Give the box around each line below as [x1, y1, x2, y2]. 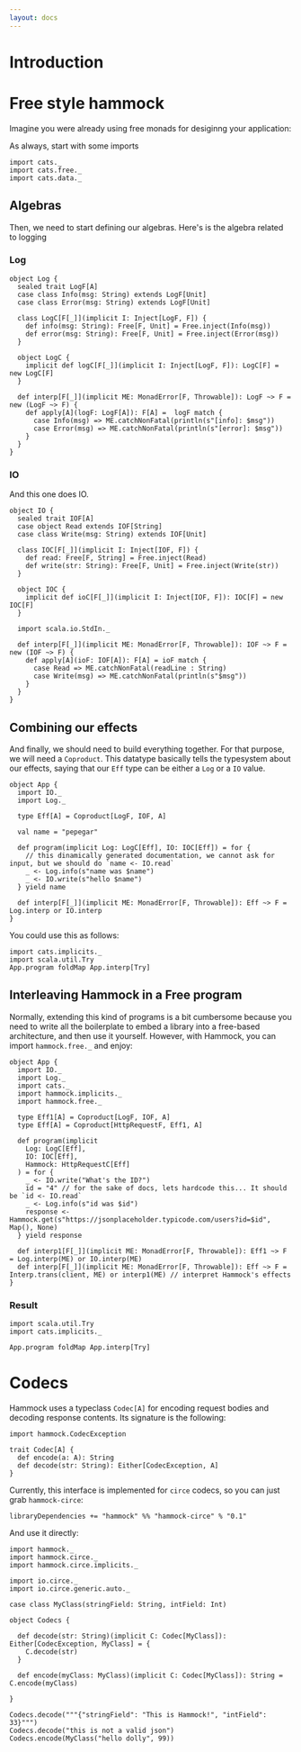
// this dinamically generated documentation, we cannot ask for [25, 851, 276, 860]
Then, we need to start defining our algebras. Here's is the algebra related [9, 221, 284, 232]
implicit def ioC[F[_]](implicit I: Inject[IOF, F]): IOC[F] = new [25, 593, 283, 602]
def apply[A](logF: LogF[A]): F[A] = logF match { [25, 408, 223, 417]
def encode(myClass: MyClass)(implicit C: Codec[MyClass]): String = [17, 1671, 283, 1680]
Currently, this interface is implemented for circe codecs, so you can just [9, 1485, 280, 1495]
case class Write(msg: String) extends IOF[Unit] [17, 530, 207, 539]
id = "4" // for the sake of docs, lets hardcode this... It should [25, 1183, 288, 1193]
